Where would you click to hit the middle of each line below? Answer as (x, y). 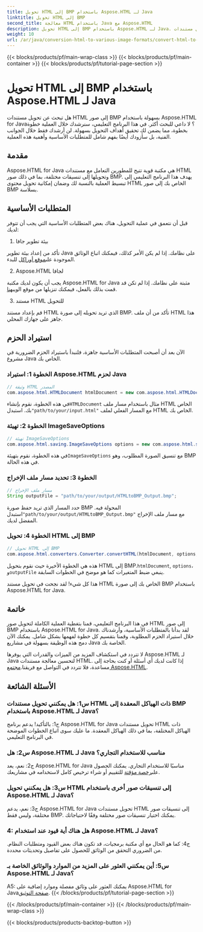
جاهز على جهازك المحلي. (35, 319)
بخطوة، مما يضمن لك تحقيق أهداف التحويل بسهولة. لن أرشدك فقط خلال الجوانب (97, 130)
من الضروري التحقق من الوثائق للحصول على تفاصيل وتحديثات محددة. (84, 850)
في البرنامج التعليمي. (30, 737)
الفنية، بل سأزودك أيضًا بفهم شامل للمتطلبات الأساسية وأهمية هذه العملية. (89, 136)
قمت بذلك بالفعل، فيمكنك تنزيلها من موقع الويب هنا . (62, 289)
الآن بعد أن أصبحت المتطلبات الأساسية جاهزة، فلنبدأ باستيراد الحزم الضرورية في (96, 352)
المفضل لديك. (22, 520)
